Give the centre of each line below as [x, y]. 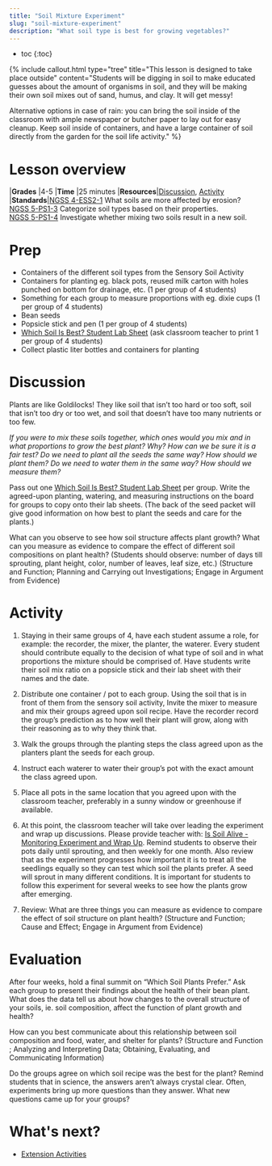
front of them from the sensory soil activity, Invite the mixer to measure [139, 703]
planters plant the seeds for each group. [88, 753]
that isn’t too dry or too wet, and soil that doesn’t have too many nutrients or [135, 414]
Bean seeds [41, 315]
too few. [23, 422]
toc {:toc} [37, 54]
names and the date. [55, 679]
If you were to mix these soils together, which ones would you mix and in [130, 438]
